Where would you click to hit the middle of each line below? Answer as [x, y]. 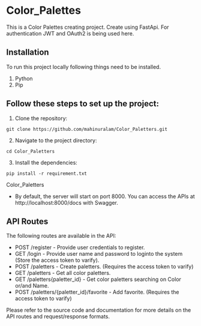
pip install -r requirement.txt [46, 174]
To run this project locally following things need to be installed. [83, 67]
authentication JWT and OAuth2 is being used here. [70, 33]
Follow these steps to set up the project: [82, 104]
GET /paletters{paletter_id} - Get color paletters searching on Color [98, 279]
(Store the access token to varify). [57, 260]
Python [24, 78]
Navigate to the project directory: [56, 140]
